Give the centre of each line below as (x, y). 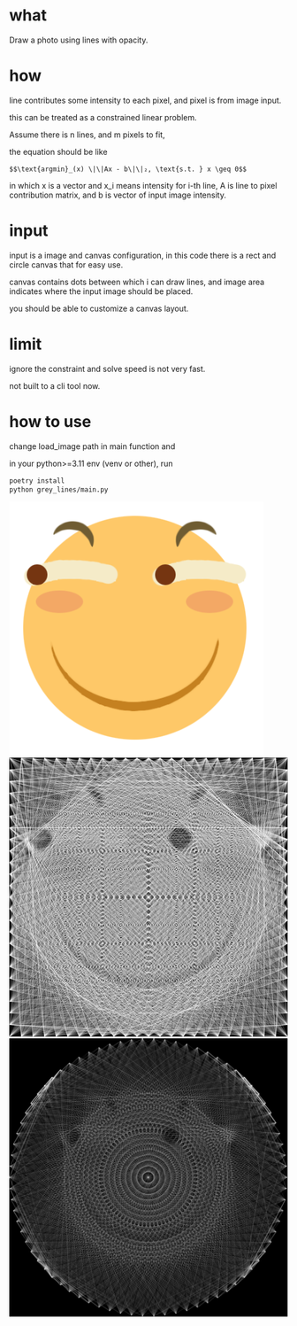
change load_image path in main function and (92, 446)
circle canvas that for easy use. (66, 264)
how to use (50, 421)
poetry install (37, 481)
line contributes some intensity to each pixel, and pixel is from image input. (145, 100)
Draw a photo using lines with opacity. (79, 40)
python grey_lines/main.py (59, 489)
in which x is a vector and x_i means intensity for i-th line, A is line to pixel (143, 185)
